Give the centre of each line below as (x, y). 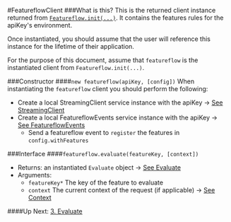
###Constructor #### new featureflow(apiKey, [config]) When (101, 81)
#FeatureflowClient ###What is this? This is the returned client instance (112, 10)
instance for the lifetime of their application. (71, 46)
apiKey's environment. (40, 25)
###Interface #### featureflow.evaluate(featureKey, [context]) (103, 154)
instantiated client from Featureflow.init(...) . (76, 68)
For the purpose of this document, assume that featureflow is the (103, 60)
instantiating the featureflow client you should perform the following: (108, 89)
